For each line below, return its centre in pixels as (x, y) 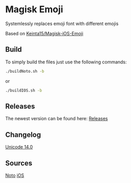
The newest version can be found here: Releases (57, 119)
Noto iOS (15, 175)
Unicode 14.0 (19, 147)
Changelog (23, 135)
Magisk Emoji (34, 9)
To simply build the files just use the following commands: (66, 62)
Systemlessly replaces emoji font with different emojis (62, 24)
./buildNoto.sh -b (25, 71)
